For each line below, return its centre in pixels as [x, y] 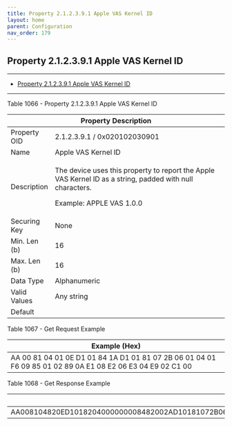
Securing [25, 222]
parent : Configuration [40, 26]
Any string [71, 296]
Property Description [116, 121]
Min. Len [25, 241]
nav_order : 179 [29, 33]
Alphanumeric [78, 281]
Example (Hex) [116, 346]
